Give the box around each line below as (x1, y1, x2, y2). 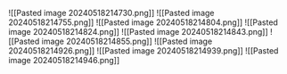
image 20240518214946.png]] (8, 55, 120, 65)
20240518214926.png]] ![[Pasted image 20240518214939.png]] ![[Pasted (8, 45, 279, 56)
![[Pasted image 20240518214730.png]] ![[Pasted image (8, 8, 215, 18)
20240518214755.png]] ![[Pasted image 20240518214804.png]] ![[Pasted (8, 17, 278, 28)
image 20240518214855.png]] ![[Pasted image (41, 36, 213, 46)
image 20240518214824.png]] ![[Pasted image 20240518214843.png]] (8, 27, 268, 37)
